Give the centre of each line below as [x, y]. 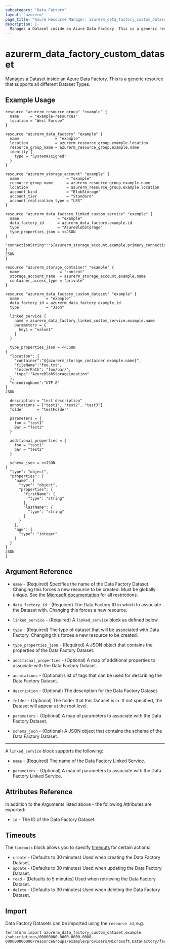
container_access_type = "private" [47, 281]
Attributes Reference [39, 792]
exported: [15, 809]
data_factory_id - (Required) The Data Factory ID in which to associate [87, 604]
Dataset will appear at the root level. [50, 706]
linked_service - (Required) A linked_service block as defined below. [86, 619]
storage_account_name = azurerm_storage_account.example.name [78, 276]
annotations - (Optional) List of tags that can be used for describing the [87, 675]
